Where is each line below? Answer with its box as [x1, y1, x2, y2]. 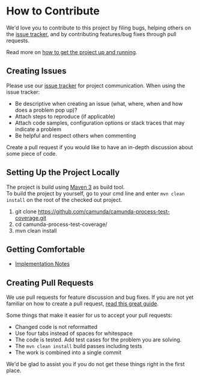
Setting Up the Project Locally [6, 167, 120, 178]
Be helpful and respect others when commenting [14, 132, 136, 139]
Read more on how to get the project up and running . [6, 48, 138, 55]
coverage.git [14, 214, 47, 221]
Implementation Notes [14, 260, 70, 268]
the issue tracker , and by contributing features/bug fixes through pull [6, 30, 177, 37]
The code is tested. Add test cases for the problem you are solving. [14, 336, 182, 343]
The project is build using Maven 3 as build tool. [6, 183, 125, 191]
